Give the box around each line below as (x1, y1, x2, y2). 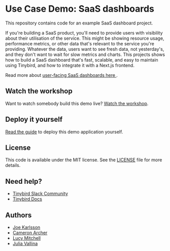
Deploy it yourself (5, 115, 63, 124)
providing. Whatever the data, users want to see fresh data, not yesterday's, (5, 46, 164, 52)
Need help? (5, 177, 42, 186)
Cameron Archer (12, 230, 48, 236)
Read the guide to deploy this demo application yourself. (5, 128, 123, 135)
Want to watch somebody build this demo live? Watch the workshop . (5, 100, 149, 106)
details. (5, 162, 21, 169)
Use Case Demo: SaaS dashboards (5, 3, 155, 15)
